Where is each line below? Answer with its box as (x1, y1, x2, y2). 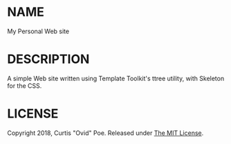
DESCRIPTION (7, 51, 90, 67)
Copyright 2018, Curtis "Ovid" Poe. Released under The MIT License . (7, 129, 204, 137)
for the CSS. (7, 81, 42, 90)
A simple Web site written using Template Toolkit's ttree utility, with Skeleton (7, 74, 225, 82)
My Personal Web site (7, 27, 70, 35)
